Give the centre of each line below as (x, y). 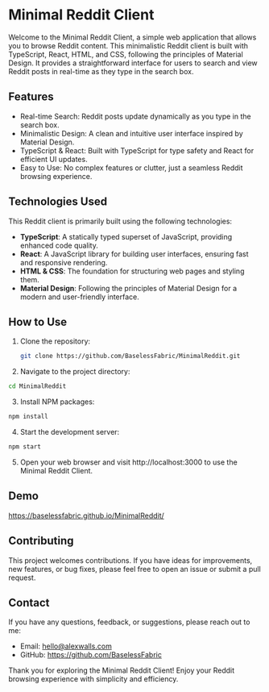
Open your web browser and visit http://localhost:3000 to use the (128, 462)
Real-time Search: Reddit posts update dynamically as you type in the (135, 116)
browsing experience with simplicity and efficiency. (93, 679)
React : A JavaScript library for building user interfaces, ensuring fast (134, 254)
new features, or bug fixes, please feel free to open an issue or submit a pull (135, 569)
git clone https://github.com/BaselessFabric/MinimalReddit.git (130, 356)
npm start (25, 447)
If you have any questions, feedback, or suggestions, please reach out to (129, 622)
